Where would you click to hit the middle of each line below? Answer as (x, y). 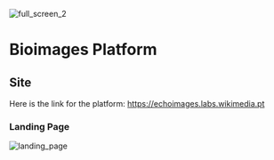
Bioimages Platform (83, 50)
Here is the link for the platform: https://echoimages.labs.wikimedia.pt (137, 104)
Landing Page (40, 126)
